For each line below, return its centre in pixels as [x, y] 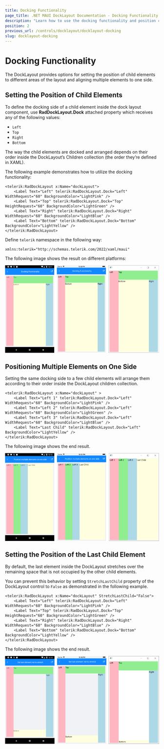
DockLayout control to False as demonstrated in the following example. [77, 586]
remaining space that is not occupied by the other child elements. [71, 572]
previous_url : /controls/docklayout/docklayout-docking [63, 31]
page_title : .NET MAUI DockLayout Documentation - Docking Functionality [82, 15]
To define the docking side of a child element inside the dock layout [73, 107]
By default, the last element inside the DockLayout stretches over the [74, 566]
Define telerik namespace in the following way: [54, 239]
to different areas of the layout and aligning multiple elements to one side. [79, 80]
